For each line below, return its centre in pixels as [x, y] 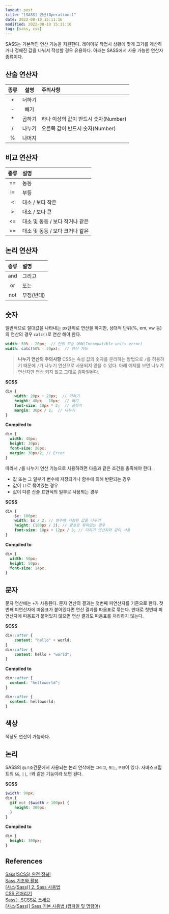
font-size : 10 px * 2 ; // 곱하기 [48, 405]
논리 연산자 [22, 251]
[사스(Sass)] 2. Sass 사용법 [33, 887]
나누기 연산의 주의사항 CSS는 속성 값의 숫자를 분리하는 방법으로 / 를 [84, 359]
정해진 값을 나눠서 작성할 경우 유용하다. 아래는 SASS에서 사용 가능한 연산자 [89, 50]
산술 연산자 [22, 74]
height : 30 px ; [25, 444]
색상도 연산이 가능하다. [28, 737]
